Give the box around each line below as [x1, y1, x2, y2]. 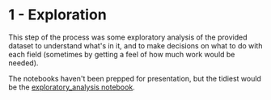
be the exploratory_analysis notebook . [8, 82, 135, 92]
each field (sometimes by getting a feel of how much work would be [8, 49, 235, 59]
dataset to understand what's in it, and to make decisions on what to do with [8, 40, 263, 50]
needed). [8, 58, 39, 68]
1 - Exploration [8, 6, 107, 24]
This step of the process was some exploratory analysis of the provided [8, 32, 248, 42]
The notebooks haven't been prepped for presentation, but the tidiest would [8, 73, 261, 83]
